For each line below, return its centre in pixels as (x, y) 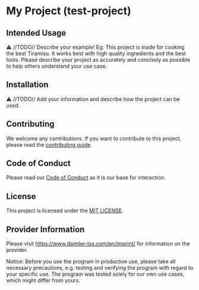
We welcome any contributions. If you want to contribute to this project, (94, 138)
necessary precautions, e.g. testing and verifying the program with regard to (100, 268)
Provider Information (45, 229)
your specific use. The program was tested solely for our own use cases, (95, 274)
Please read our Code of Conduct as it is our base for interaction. (86, 178)
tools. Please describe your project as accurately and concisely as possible (98, 60)
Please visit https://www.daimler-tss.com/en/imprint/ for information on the (98, 244)
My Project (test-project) (69, 11)
